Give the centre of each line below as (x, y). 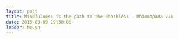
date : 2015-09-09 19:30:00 (39, 22)
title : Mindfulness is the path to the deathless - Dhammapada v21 (90, 17)
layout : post (22, 11)
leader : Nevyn (23, 27)
